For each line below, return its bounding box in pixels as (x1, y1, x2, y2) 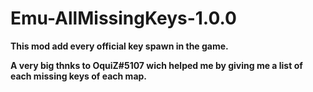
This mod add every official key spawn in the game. (10, 40, 229, 52)
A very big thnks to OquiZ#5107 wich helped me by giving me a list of (10, 59, 303, 71)
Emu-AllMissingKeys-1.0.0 (10, 7, 237, 30)
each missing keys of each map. (10, 70, 148, 82)
